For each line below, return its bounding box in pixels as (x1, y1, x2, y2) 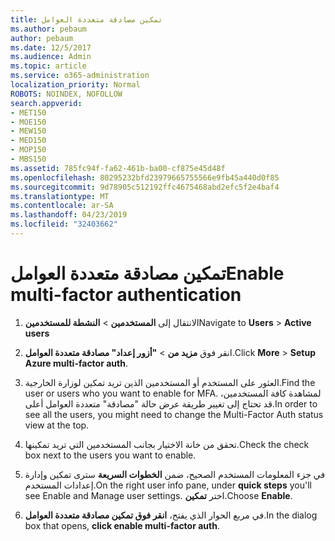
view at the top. (24, 419, 90, 431)
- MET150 (10, 107, 47, 118)
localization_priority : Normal (10, 80, 141, 90)
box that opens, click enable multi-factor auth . (24, 519, 220, 531)
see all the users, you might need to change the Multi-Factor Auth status (24, 408, 324, 420)
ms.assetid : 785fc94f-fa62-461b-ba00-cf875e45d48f (10, 163, 226, 173)
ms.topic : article (10, 61, 87, 71)
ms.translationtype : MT (10, 191, 110, 201)
